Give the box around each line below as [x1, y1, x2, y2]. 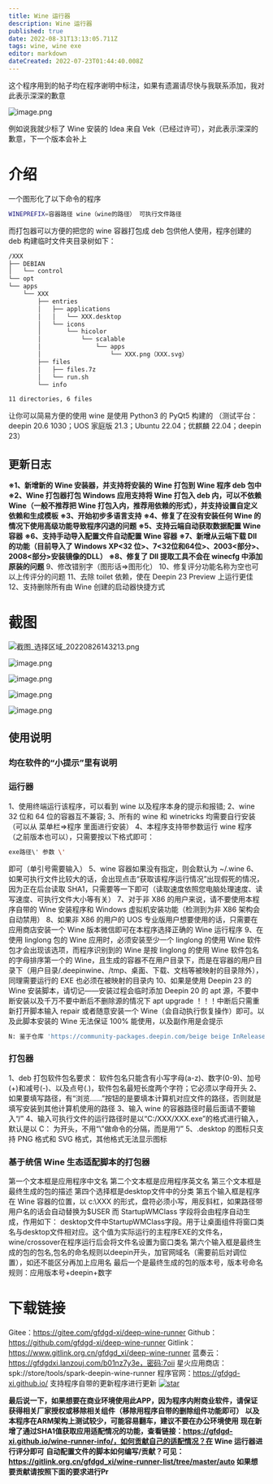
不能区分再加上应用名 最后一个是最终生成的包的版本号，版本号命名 [40, 1257, 263, 1268]
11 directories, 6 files [8, 395, 93, 403]
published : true [8, 27, 63, 35]
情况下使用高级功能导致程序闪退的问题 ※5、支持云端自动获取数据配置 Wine [8, 521, 262, 531]
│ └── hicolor [37, 328, 107, 336]
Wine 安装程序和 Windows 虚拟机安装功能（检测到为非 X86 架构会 [38, 904, 260, 914]
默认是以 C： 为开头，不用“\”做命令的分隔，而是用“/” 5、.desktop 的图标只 [8, 1123, 258, 1134]
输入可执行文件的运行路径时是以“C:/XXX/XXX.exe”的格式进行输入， [37, 1113, 263, 1123]
